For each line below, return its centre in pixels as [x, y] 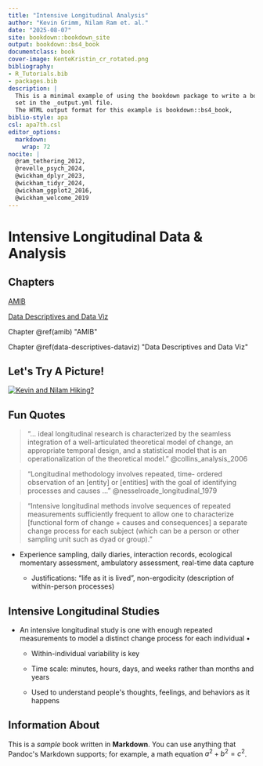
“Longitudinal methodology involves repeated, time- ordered [125, 474]
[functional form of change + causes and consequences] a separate [137, 523]
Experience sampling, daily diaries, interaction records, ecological [126, 555]
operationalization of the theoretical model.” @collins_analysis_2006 [137, 459]
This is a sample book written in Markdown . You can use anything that [122, 744]
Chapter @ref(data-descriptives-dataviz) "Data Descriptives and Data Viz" [128, 347]
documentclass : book [42, 52]
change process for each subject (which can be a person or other [133, 531]
